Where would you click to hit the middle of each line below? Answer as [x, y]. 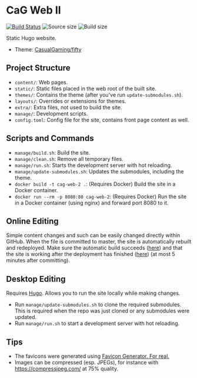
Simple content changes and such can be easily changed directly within [93, 235]
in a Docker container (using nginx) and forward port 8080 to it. [91, 203]
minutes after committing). [38, 261]
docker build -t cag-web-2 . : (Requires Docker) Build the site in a [95, 184]
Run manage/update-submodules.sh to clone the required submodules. [98, 305]
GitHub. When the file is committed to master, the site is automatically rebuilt [99, 242]
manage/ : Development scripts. [51, 113]
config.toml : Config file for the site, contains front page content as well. [102, 120]
